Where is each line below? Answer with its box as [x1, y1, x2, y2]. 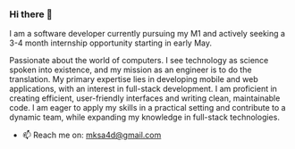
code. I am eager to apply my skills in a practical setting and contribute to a [9, 103, 286, 113]
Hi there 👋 [9, 8, 54, 21]
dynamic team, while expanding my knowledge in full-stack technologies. [9, 112, 280, 123]
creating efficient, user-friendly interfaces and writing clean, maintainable [9, 93, 281, 103]
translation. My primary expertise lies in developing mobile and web [9, 74, 259, 85]
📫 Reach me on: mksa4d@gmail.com [21, 129, 162, 141]
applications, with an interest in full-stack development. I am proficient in [9, 84, 277, 95]
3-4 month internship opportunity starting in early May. [9, 37, 213, 48]
